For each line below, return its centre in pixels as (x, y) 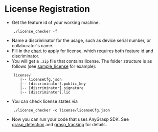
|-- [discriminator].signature (52, 88)
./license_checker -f (35, 31)
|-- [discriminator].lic (45, 92)
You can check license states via (45, 101)
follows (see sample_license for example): (54, 66)
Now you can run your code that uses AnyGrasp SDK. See (70, 119)
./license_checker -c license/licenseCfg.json (62, 110)
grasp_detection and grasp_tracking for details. (59, 124)
